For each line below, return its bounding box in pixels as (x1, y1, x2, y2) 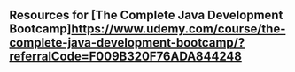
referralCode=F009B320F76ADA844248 (9, 49, 242, 64)
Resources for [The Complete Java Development (9, 8, 283, 23)
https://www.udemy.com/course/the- (70, 22, 286, 37)
